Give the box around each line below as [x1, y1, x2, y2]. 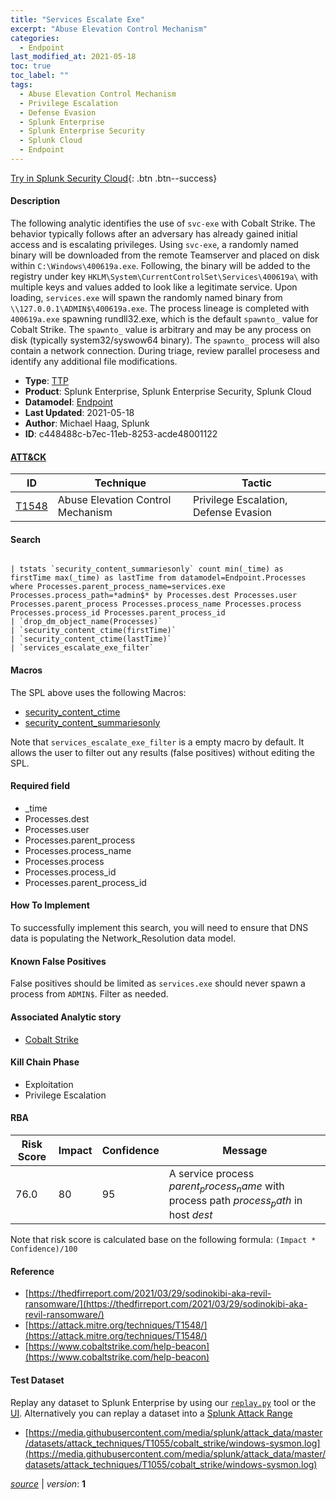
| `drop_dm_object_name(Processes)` [10, 617, 163, 627]
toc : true [10, 61, 52, 71]
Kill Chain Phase [10, 1056, 80, 1068]
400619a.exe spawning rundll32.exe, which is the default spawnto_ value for [10, 313, 319, 325]
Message [222, 1143, 268, 1157]
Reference [10, 1265, 55, 1277]
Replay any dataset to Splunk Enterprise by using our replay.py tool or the [10, 1396, 317, 1408]
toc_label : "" [10, 71, 70, 81]
